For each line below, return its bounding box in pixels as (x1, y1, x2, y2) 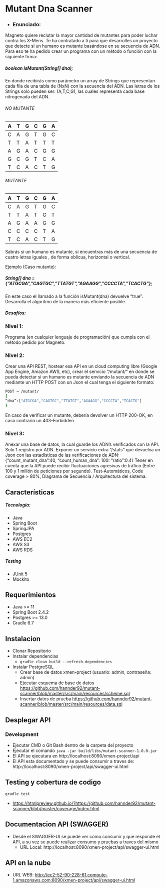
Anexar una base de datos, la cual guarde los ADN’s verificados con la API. (5, 441, 159, 447)
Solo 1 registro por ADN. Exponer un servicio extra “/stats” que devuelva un (5, 447, 160, 453)
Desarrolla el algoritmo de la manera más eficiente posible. (5, 298, 126, 304)
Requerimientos (5, 590, 56, 599)
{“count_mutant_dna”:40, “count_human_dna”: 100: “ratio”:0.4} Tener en (5, 457, 153, 463)
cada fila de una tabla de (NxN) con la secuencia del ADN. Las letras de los (5, 83, 160, 89)
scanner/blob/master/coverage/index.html (12, 805, 99, 811)
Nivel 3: (5, 430, 24, 437)
